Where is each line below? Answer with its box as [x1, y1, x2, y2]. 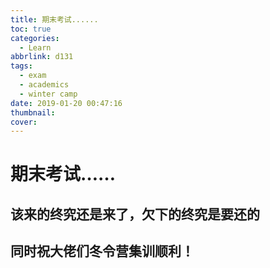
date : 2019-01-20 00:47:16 [10, 98, 123, 108]
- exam [19, 71, 47, 81]
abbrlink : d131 [10, 52, 74, 62]
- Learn [19, 42, 52, 53]
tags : [10, 61, 33, 71]
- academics [19, 80, 70, 90]
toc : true [10, 24, 52, 34]
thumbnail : [10, 107, 56, 118]
